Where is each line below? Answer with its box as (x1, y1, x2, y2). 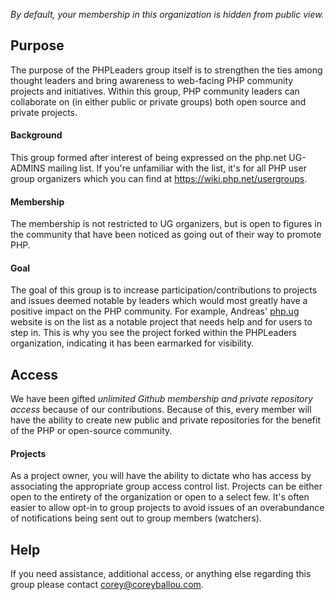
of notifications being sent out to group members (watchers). (10, 512, 262, 524)
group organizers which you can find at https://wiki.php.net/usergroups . (10, 173, 308, 185)
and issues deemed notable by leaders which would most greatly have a (10, 295, 308, 307)
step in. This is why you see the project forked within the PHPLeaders (10, 327, 297, 339)
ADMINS (10, 162, 46, 174)
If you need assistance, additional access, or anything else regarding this (10, 568, 312, 580)
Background (10, 129, 63, 141)
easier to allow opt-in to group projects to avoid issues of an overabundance (10, 502, 325, 514)
